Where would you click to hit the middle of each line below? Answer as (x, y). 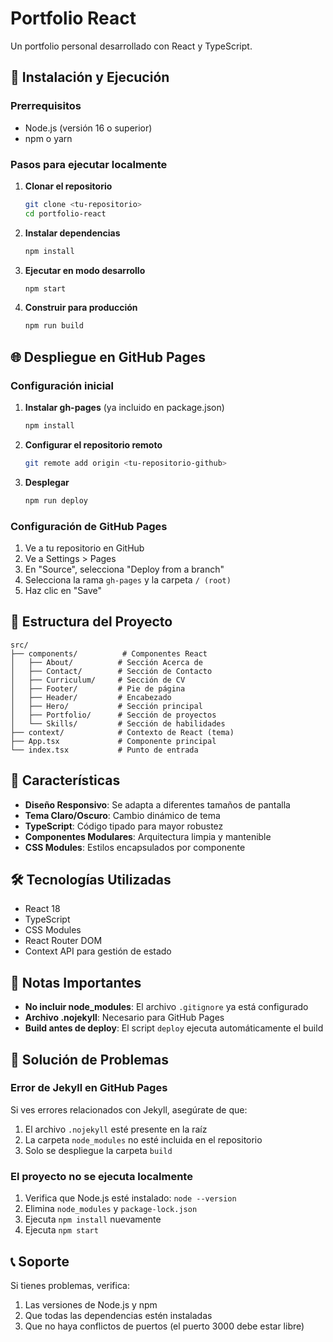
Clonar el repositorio (68, 186)
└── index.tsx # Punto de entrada (104, 750)
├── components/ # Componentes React (109, 653)
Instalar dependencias (72, 233)
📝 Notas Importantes (76, 982)
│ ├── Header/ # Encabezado (91, 697)
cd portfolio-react (65, 213)
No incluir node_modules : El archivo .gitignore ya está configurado (166, 1007)
